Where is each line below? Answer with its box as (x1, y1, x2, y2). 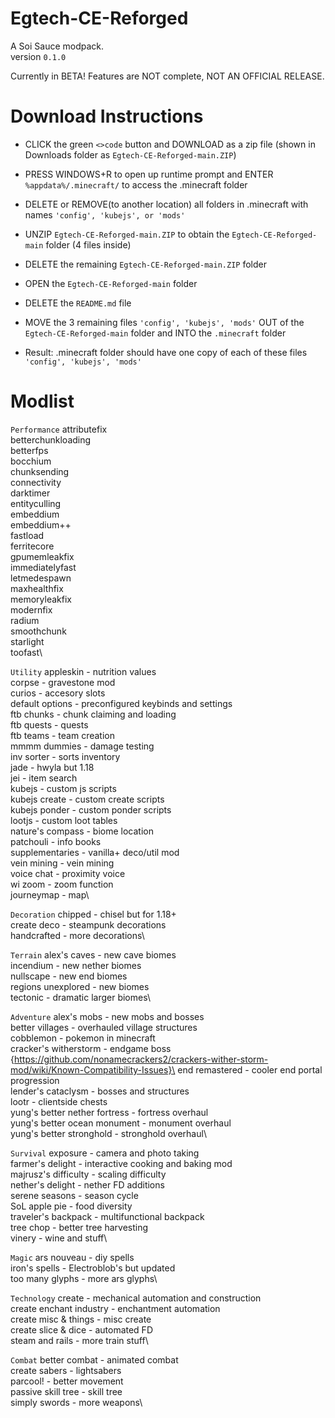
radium (10, 614, 40, 626)
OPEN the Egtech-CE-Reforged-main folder (24, 277, 198, 289)
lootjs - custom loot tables (10, 814, 118, 826)
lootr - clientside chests (10, 1095, 108, 1107)
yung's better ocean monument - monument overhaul (10, 1117, 232, 1129)
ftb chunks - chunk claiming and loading (10, 708, 177, 720)
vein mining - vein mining (10, 857, 115, 869)
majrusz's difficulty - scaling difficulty (10, 1168, 167, 1180)
